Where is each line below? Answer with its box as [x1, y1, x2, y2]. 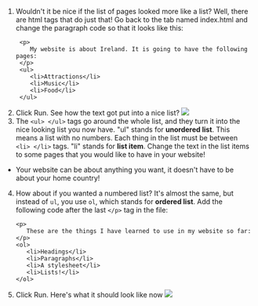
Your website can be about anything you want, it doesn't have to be [15, 165, 234, 174]
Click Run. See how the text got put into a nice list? [15, 108, 180, 117]
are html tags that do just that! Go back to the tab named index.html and [15, 15, 249, 24]
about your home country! [15, 173, 100, 183]
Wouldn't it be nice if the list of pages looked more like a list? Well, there [15, 7, 249, 16]
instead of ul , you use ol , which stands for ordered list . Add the [15, 197, 223, 206]
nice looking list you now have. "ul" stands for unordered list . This [15, 125, 231, 134]
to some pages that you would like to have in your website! [15, 150, 205, 159]
